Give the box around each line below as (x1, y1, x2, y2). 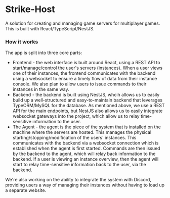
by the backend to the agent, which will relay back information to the (12, 151, 156, 157)
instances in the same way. (12, 86, 69, 92)
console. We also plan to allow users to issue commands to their (12, 81, 147, 87)
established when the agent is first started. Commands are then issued (12, 145, 160, 152)
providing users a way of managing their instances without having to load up (5, 182, 165, 188)
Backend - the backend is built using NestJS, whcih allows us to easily (12, 92, 160, 98)
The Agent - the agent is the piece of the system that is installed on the (12, 124, 161, 130)
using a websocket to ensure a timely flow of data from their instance (12, 76, 157, 82)
